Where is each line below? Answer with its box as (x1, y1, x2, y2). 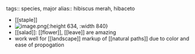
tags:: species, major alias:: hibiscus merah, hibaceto (6, 5, 135, 12)
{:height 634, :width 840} (46, 23, 108, 29)
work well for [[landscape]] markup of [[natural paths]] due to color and (14, 35, 190, 42)
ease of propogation (14, 41, 65, 48)
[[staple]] (14, 16, 38, 23)
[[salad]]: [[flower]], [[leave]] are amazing (14, 29, 116, 36)
